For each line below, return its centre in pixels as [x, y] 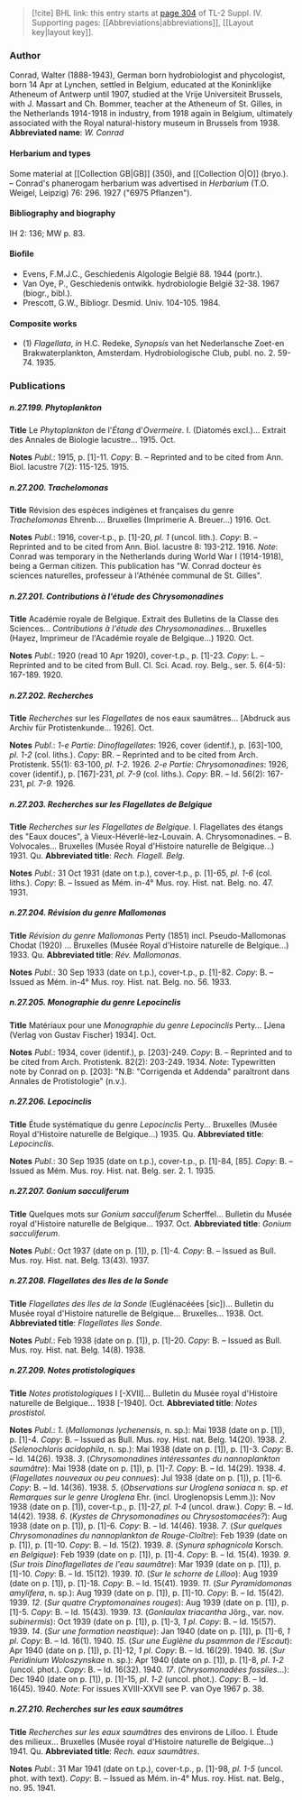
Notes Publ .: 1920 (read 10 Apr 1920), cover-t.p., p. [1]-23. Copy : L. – [137, 655]
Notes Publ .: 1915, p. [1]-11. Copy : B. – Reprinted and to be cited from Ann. [146, 457]
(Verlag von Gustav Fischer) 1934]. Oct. [83, 1034]
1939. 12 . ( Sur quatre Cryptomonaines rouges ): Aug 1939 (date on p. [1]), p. [149, 1602]
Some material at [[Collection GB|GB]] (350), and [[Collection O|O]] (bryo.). [149, 173]
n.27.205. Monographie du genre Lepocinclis [96, 1002]
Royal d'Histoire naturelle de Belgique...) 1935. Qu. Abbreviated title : [137, 1134]
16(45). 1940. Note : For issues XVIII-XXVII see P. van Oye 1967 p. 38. [137, 1688]
